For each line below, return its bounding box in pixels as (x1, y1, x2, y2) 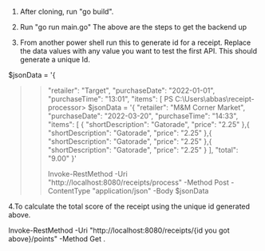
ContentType (47, 186, 91, 195)
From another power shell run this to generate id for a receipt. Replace (19, 38, 251, 47)
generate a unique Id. (19, 55, 90, 64)
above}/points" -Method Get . (8, 234, 106, 243)
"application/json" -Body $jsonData (92, 186, 209, 195)
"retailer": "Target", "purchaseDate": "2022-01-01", (47, 86, 216, 95)
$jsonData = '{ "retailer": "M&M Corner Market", (87, 103, 246, 112)
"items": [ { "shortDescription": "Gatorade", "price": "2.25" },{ (47, 120, 250, 129)
